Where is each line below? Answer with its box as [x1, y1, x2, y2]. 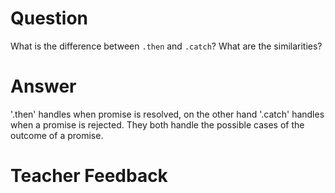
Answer [10, 75, 77, 98]
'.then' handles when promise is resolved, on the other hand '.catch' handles [10, 108, 325, 120]
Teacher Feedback [10, 165, 168, 187]
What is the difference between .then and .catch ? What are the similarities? [10, 40, 323, 52]
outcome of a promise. [10, 129, 104, 141]
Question [10, 7, 88, 30]
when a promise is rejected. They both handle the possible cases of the [10, 118, 305, 131]
